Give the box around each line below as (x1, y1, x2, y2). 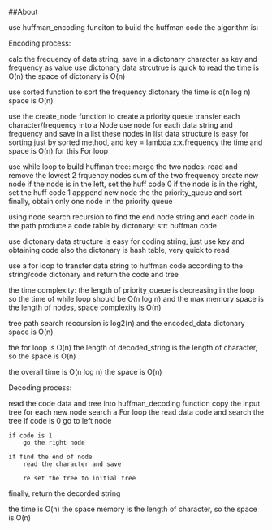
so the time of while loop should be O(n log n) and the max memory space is (8, 294, 264, 303)
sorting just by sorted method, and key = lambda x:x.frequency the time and (8, 137, 263, 147)
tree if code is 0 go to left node (8, 416, 112, 425)
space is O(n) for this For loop (8, 146, 108, 155)
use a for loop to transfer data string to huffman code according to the (8, 261, 244, 271)
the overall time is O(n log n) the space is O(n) (8, 367, 162, 376)
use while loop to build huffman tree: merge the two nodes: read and (8, 162, 238, 172)
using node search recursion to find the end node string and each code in (8, 212, 255, 222)
